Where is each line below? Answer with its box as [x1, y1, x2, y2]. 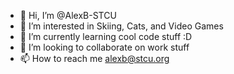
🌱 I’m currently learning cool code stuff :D [19, 31, 193, 42]
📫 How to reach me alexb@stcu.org [19, 53, 170, 64]
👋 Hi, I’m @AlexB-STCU [19, 10, 117, 21]
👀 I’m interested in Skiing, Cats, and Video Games [19, 20, 224, 32]
